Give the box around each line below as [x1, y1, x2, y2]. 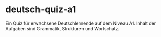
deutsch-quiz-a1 [5, 4, 76, 15]
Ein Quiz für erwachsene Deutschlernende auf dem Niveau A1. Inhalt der [5, 20, 156, 26]
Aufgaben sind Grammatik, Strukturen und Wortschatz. [5, 25, 120, 31]
